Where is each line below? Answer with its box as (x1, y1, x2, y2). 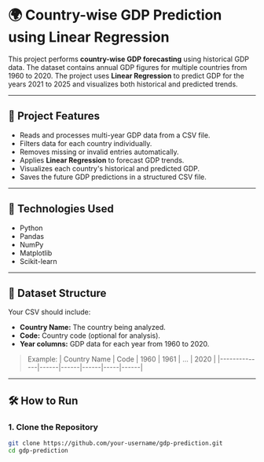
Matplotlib (19, 248, 53, 258)
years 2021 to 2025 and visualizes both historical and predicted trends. (8, 79, 238, 89)
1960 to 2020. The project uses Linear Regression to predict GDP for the (8, 71, 245, 80)
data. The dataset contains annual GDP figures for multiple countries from (8, 62, 247, 71)
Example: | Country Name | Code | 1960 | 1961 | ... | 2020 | (27, 354, 216, 364)
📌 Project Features (8, 109, 101, 123)
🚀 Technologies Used (8, 202, 114, 216)
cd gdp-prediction (8, 446, 68, 454)
